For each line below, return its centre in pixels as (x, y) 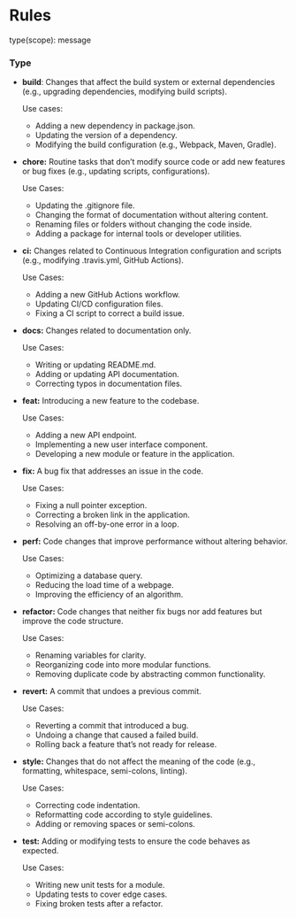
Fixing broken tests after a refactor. (99, 904)
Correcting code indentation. (87, 806)
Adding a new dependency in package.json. (115, 126)
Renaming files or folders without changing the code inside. (144, 224)
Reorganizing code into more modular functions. (123, 665)
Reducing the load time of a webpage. (104, 585)
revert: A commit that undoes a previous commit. (111, 691)
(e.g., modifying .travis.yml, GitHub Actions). (102, 260)
